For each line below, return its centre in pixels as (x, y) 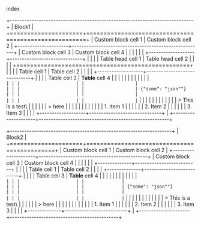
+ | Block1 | (20, 27)
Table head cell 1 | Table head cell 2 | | (147, 59)
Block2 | (16, 137)
